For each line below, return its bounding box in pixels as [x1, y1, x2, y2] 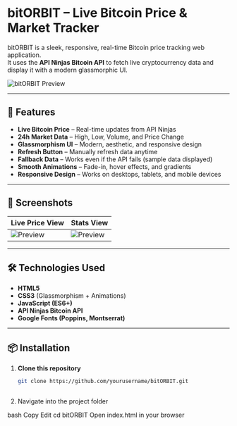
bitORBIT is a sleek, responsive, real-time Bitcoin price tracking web [7, 43, 205, 51]
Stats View [71, 218, 109, 227]
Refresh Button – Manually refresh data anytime [17, 147, 158, 156]
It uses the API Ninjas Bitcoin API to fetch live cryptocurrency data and [7, 58, 214, 66]
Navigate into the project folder [17, 396, 109, 406]
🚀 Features [7, 106, 56, 118]
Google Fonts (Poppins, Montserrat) [17, 314, 126, 322]
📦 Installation [7, 342, 71, 353]
